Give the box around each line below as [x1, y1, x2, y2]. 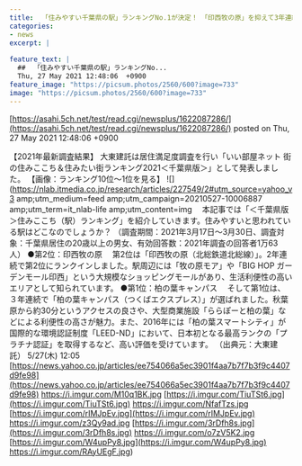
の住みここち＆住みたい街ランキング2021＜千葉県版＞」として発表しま [9, 162, 271, 173]
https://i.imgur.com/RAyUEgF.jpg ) [9, 446, 134, 457]
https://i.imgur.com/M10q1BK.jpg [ [40, 389, 167, 399]
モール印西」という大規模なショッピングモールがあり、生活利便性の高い [24, 271, 293, 282]
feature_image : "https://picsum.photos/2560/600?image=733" [9, 80, 240, 89]
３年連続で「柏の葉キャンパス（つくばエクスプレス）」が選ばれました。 [9, 293, 273, 304]
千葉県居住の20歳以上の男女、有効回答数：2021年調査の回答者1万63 [24, 237, 279, 248]
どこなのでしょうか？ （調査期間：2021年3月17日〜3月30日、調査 [32, 226, 277, 237]
